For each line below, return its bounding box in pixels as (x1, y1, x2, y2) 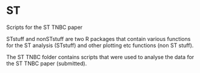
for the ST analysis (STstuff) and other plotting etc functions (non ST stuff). (6, 42, 194, 49)
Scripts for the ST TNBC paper (6, 24, 83, 31)
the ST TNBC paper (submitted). (6, 60, 87, 67)
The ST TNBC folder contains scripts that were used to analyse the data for (6, 53, 195, 60)
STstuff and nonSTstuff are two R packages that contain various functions (6, 35, 191, 42)
